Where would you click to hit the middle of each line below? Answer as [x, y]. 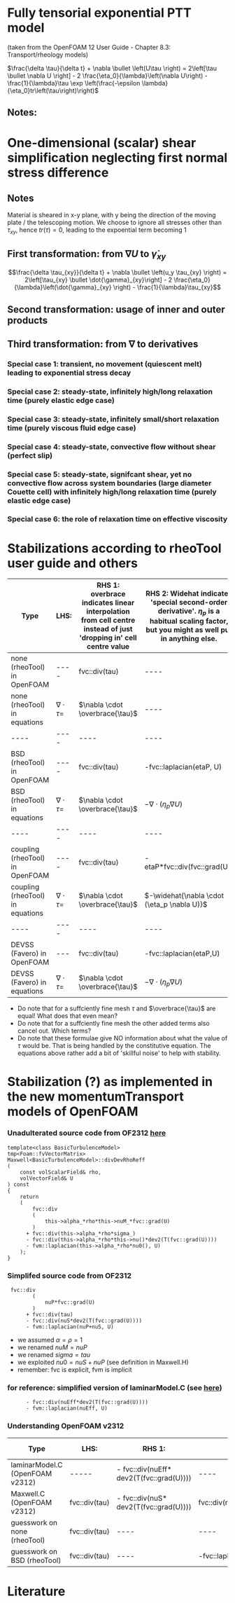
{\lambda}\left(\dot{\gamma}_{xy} [63, 287]
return [29, 1197]
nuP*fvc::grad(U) [70, 1302]
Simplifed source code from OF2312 [69, 1275]
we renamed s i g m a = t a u [54, 1355]
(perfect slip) [30, 455]
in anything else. [189, 638]
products [28, 320]
